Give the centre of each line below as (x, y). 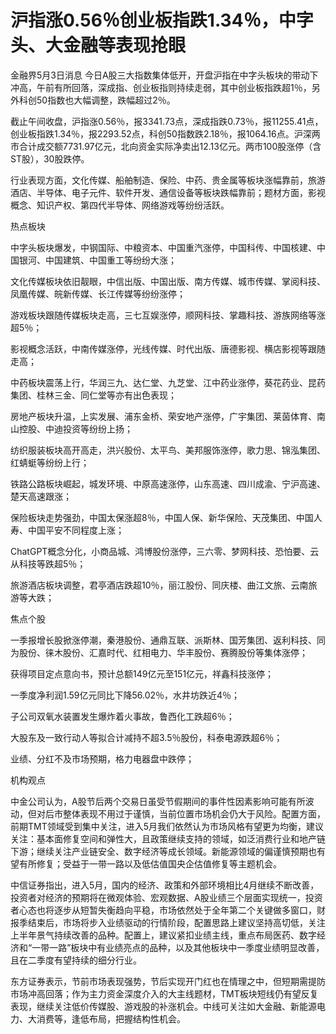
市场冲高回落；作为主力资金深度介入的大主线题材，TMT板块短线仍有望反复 (164, 993)
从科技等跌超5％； (48, 563)
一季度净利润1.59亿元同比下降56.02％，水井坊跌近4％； (125, 695)
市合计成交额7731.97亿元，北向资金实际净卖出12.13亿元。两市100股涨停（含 (166, 146)
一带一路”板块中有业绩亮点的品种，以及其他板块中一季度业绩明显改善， (178, 947)
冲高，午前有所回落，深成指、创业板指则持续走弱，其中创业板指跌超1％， (161, 87)
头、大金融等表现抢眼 (98, 45)
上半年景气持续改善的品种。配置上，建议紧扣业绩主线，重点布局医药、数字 (163, 935)
